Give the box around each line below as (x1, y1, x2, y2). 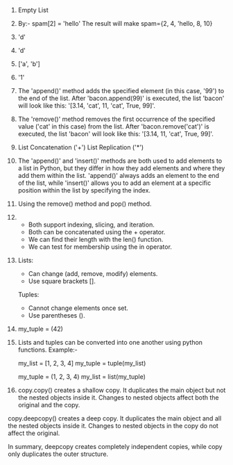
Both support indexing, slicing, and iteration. (28, 220, 155, 229)
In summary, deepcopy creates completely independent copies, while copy (8, 443, 223, 450)
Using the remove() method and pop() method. (17, 199, 152, 208)
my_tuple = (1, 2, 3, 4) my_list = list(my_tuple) (17, 373, 146, 381)
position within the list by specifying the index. (17, 186, 151, 194)
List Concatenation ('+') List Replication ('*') (17, 143, 144, 152)
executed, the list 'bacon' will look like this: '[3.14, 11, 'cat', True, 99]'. (17, 130, 214, 138)
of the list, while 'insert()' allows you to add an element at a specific (17, 179, 212, 187)
